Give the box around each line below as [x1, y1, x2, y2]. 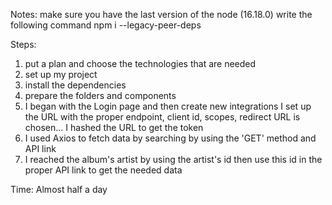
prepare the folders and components [24, 90, 177, 101]
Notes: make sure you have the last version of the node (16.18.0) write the [10, 9, 313, 20]
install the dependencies [24, 79, 127, 91]
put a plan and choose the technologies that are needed [24, 58, 257, 69]
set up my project [24, 69, 98, 80]
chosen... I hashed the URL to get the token [24, 122, 204, 133]
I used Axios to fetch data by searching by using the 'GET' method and [24, 132, 317, 144]
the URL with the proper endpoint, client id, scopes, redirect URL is [24, 111, 301, 123]
